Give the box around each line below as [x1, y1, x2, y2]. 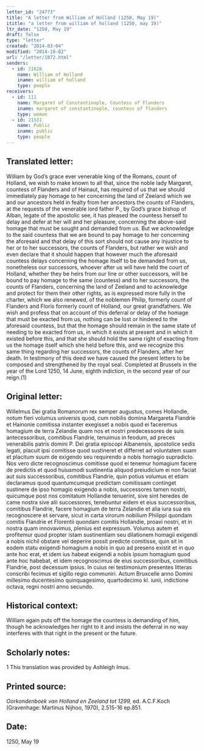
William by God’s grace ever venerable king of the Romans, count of [6, 172, 177, 180]
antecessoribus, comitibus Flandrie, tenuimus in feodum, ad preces [6, 434, 175, 441]
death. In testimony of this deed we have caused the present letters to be [6, 354, 190, 361]
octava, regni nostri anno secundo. [6, 582, 94, 590]
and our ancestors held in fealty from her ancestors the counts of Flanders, [6, 198, 195, 206]
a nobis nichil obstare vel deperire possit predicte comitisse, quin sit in [6, 537, 183, 545]
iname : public [17, 128, 53, 134]
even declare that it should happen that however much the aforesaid [6, 250, 178, 258]
